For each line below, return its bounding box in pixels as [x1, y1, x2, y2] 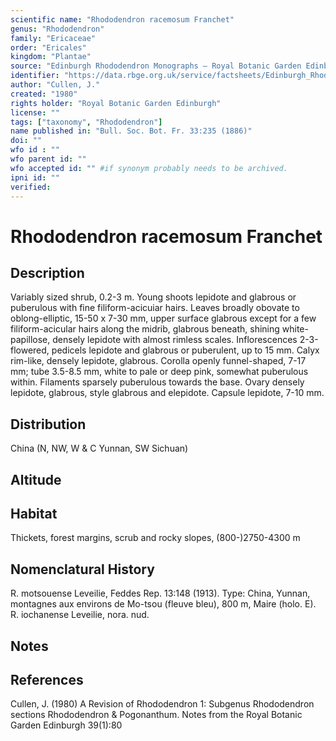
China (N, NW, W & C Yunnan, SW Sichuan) [10, 442, 189, 455]
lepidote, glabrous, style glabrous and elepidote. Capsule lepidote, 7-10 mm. [10, 387, 325, 399]
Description [10, 264, 85, 281]
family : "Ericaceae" [10, 33, 97, 43]
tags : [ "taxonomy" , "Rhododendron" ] [10, 117, 163, 127]
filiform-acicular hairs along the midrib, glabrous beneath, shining [10, 323, 280, 335]
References [10, 671, 84, 688]
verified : [10, 182, 52, 192]
